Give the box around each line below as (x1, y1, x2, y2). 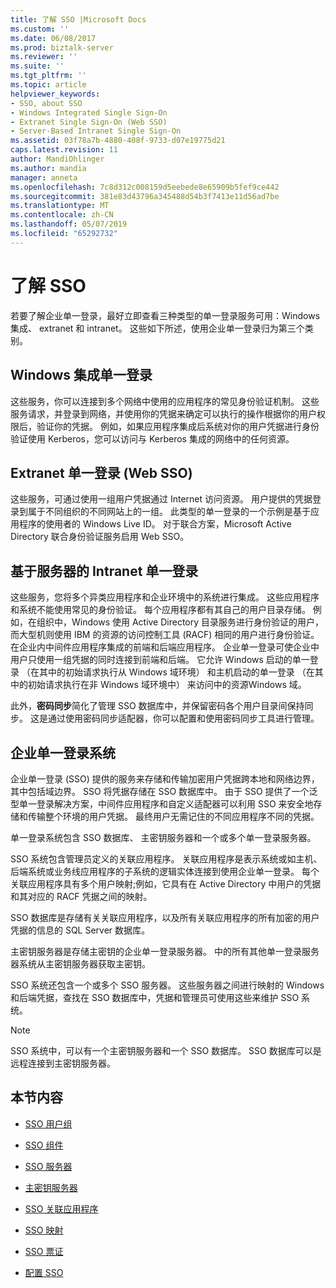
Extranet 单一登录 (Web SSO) (10, 464, 193, 481)
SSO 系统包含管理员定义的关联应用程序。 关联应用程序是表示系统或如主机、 (10, 852, 323, 865)
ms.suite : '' (10, 61, 65, 71)
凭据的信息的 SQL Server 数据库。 (10, 924, 151, 936)
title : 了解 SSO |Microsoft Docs (10, 14, 147, 25)
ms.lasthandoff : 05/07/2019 (10, 219, 128, 230)
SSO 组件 (24, 1139, 64, 1151)
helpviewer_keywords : (10, 89, 101, 99)
